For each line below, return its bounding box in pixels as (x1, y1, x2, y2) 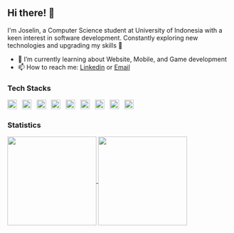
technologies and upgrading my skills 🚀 (7, 40, 123, 50)
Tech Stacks (7, 83, 51, 93)
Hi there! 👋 (7, 7, 55, 19)
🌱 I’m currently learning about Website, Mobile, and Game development (17, 55, 228, 63)
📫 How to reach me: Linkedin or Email (17, 63, 130, 71)
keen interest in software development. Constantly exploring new (7, 33, 198, 42)
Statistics (7, 120, 41, 130)
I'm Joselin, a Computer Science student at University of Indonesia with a (7, 26, 223, 34)
